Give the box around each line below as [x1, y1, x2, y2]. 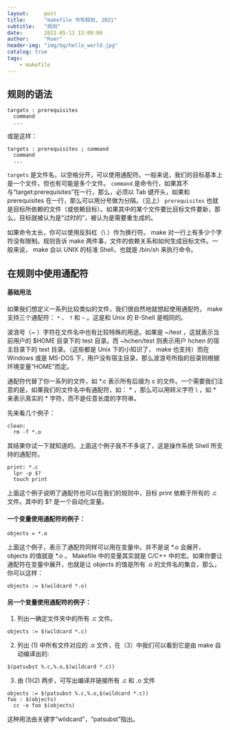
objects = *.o [7, 530, 48, 537]
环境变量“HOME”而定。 [7, 363, 73, 371]
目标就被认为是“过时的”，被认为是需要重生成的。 [19, 214, 157, 222]
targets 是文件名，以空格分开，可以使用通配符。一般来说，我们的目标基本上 [7, 171, 223, 179]
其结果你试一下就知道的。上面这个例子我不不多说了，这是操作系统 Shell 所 [7, 442, 218, 450]
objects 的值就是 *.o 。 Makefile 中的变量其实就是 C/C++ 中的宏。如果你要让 [7, 552, 223, 560]
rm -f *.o [13, 429, 41, 436]
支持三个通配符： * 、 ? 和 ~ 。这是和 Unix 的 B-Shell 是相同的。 [7, 314, 187, 322]
